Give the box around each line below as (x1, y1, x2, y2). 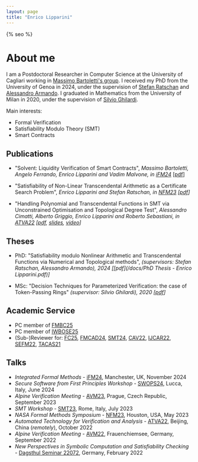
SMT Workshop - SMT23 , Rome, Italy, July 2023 (14, 404, 133, 412)
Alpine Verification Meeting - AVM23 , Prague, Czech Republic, (14, 392, 167, 399)
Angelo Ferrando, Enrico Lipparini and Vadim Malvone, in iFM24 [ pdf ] (14, 171, 185, 178)
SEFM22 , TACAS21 (14, 340, 61, 348)
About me (6, 51, 56, 65)
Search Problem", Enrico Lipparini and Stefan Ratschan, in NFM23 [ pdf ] (14, 189, 190, 196)
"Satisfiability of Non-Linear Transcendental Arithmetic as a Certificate (14, 182, 187, 190)
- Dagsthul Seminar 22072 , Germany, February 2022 (14, 449, 143, 456)
